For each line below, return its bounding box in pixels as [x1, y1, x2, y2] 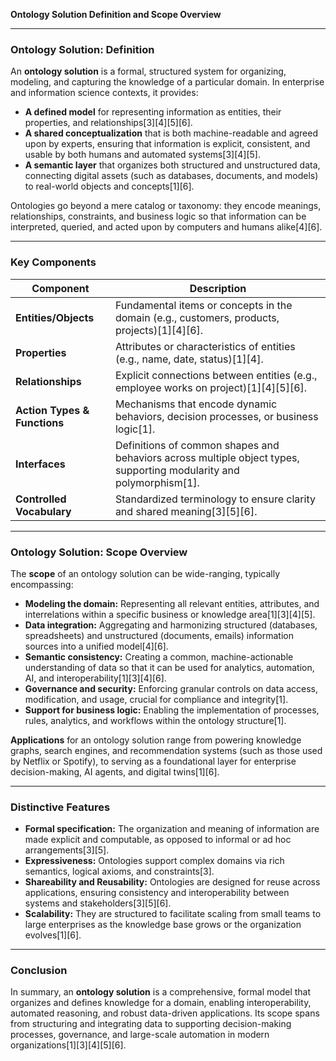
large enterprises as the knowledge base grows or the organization [24, 919, 302, 931]
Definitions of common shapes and [114, 438, 280, 452]
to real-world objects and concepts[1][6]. [24, 180, 195, 193]
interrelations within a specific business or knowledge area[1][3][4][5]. [24, 608, 316, 620]
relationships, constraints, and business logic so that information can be [10, 210, 307, 223]
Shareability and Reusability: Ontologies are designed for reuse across [24, 876, 321, 888]
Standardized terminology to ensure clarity [114, 492, 316, 506]
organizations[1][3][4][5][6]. [10, 1039, 127, 1051]
